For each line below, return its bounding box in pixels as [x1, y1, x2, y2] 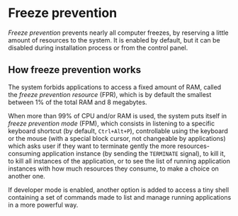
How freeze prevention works [8, 64, 141, 76]
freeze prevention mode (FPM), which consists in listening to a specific [8, 119, 215, 127]
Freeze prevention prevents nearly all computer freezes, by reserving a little [8, 28, 229, 37]
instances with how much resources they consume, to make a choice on [8, 164, 219, 173]
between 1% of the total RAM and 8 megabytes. [8, 98, 147, 106]
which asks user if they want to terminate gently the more [8, 142, 176, 150]
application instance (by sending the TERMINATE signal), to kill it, [42, 149, 226, 157]
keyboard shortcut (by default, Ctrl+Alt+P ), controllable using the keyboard [8, 126, 229, 135]
